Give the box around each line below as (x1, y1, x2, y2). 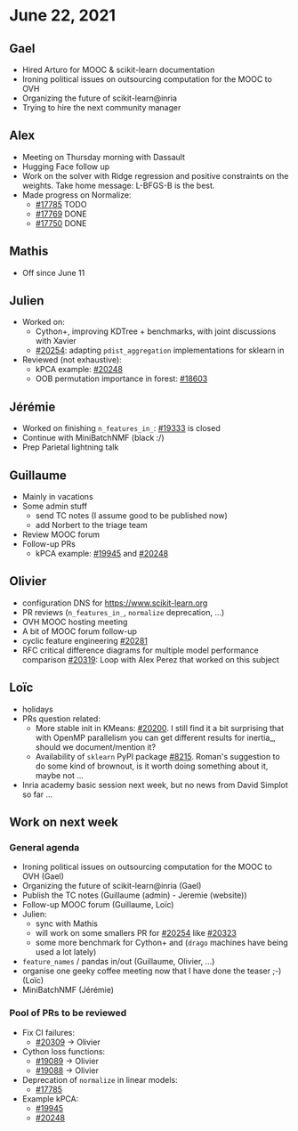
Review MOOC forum (21, 529, 101, 540)
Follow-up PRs (21, 539, 76, 549)
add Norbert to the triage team (35, 520, 149, 531)
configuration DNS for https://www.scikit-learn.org (21, 598, 208, 608)
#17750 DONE (35, 217, 87, 228)
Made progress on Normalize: (21, 189, 132, 200)
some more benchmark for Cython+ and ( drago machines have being (35, 937, 289, 948)
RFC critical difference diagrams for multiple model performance (21, 645, 260, 655)
